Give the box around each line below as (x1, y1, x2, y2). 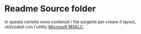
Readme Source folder (4, 3, 96, 14)
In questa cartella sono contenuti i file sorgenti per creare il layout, (4, 19, 136, 25)
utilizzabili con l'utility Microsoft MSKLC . (4, 24, 85, 29)
